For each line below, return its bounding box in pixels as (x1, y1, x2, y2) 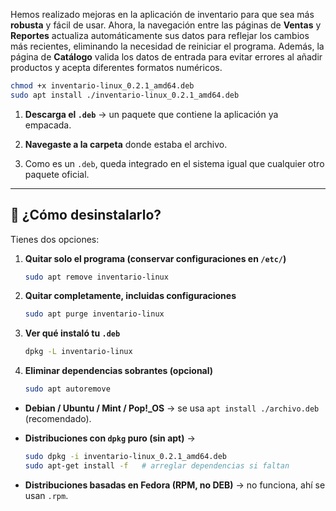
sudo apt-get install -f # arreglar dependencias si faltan (24, 460, 290, 471)
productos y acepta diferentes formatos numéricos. (10, 62, 223, 73)
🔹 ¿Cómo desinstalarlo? (10, 207, 162, 224)
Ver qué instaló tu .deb (24, 327, 121, 339)
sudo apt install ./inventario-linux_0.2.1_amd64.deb (10, 90, 240, 100)
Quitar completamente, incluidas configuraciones (24, 290, 237, 302)
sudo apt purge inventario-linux (24, 309, 165, 319)
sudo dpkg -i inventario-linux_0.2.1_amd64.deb (24, 452, 227, 462)
